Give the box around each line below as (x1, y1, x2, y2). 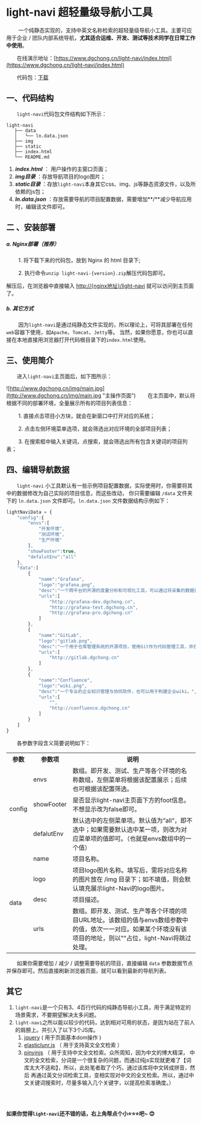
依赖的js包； (14, 188, 46, 195)
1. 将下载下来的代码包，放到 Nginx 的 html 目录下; (17, 257, 141, 264)
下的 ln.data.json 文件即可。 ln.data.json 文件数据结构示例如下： (6, 497, 170, 504)
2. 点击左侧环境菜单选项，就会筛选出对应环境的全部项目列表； (17, 425, 173, 432)
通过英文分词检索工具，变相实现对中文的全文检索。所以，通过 (35, 1071, 189, 1078)
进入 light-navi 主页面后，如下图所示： (17, 372, 112, 380)
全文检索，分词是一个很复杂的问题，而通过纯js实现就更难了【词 (34, 1056, 192, 1063)
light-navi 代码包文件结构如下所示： (17, 110, 107, 118)
